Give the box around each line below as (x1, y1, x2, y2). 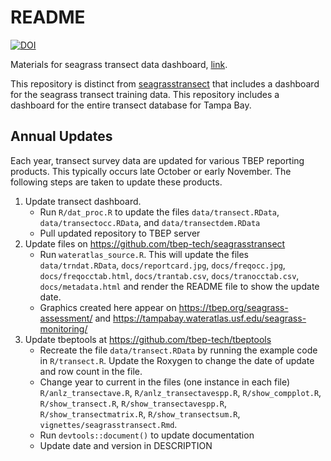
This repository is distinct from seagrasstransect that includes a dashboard (10, 77, 320, 90)
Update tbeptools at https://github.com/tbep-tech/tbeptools (24, 333, 272, 345)
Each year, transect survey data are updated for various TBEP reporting (10, 154, 305, 166)
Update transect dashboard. (24, 195, 142, 207)
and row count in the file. (39, 365, 143, 377)
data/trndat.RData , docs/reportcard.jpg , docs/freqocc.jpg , (39, 259, 286, 271)
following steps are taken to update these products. (10, 176, 223, 188)
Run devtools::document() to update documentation (39, 429, 255, 441)
